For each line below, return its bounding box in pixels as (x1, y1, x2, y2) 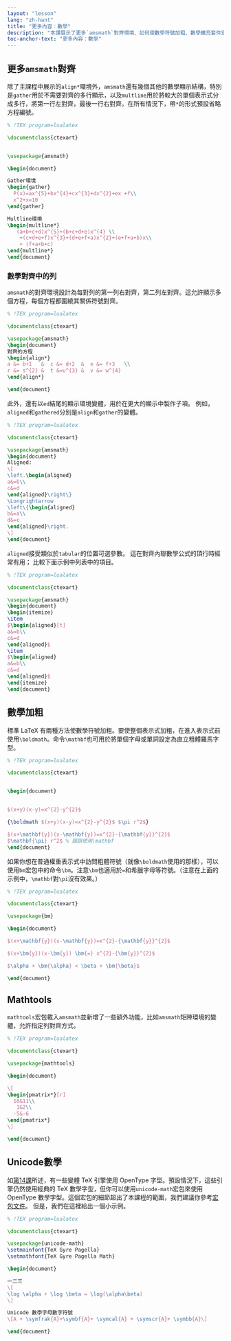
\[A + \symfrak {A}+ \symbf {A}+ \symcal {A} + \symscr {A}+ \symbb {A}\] (7, 1316, 208, 1323)
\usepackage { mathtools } (7, 1060, 76, 1067)
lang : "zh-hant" (7, 16, 54, 23)
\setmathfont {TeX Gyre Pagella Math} (7, 1253, 115, 1260)
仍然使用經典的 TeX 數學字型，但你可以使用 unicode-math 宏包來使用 (12, 1184, 203, 1193)
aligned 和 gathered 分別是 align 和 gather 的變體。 (7, 408, 142, 416)
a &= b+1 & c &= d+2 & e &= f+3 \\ (7, 361, 131, 368)
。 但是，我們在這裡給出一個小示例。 (25, 1201, 129, 1210)
